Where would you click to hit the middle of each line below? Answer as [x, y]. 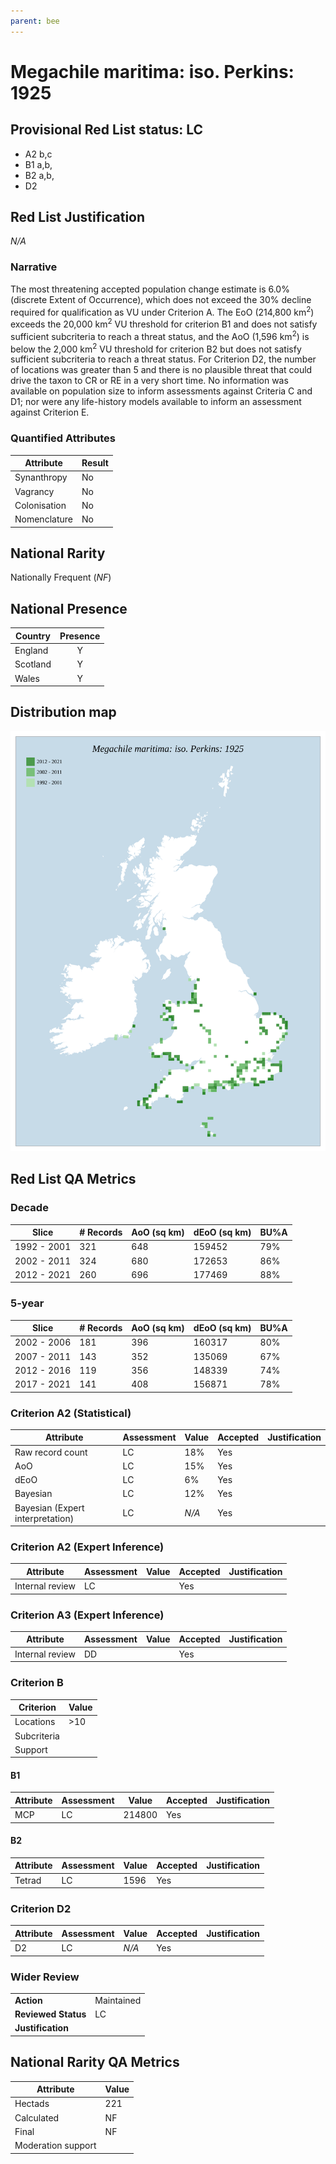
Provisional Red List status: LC [107, 130]
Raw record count [51, 1452]
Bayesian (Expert [49, 1507]
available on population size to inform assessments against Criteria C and [161, 391]
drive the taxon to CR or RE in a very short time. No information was [149, 381]
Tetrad [28, 1880]
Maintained [118, 2000]
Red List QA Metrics [73, 1179]
